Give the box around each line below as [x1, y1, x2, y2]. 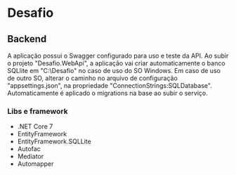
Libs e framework [7, 106, 68, 116]
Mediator [17, 153, 44, 161]
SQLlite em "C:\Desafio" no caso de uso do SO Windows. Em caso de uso [7, 67, 221, 74]
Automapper [17, 160, 54, 168]
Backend [7, 33, 47, 45]
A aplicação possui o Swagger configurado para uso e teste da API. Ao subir [7, 51, 229, 60]
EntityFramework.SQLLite [17, 137, 91, 145]
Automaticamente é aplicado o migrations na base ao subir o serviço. [7, 89, 209, 97]
